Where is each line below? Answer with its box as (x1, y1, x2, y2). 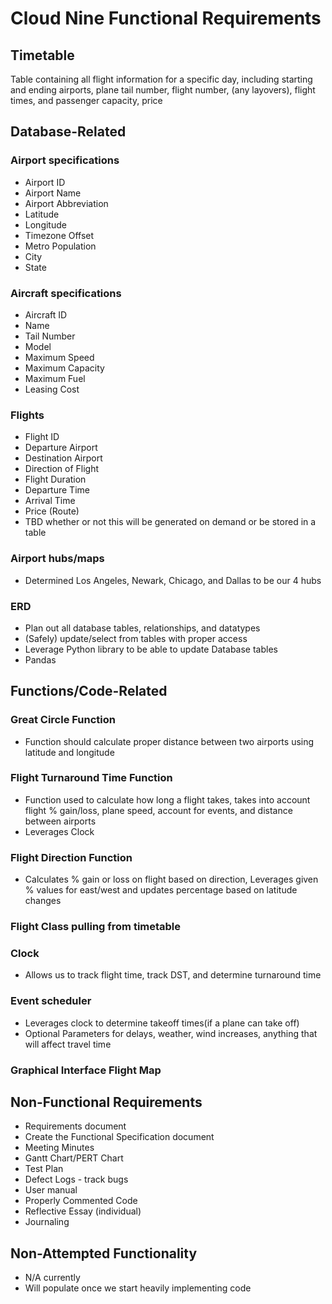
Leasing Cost (24, 383, 80, 395)
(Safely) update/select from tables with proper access (24, 632, 248, 644)
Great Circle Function (10, 713, 116, 727)
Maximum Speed (24, 351, 95, 363)
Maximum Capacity (24, 362, 105, 374)
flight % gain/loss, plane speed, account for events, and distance (24, 804, 293, 816)
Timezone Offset (24, 229, 95, 241)
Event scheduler (10, 994, 92, 1008)
